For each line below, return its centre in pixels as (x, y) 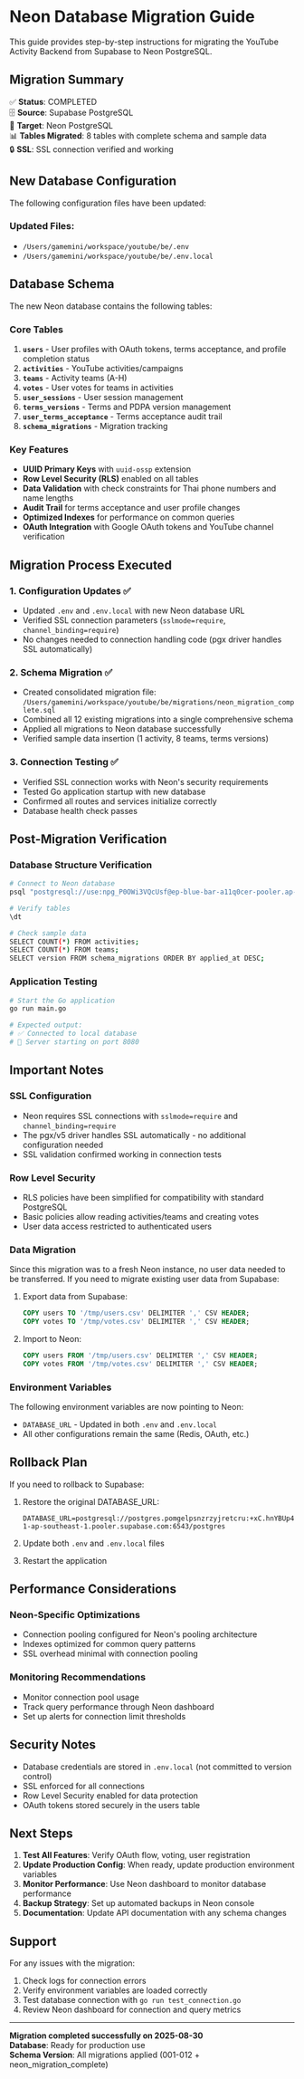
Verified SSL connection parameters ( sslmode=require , (124, 620)
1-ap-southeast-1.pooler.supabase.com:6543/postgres (124, 1526)
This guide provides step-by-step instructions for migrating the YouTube (144, 42)
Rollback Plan (48, 1463)
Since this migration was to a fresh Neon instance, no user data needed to (147, 1269)
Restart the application (65, 1560)
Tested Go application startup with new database (114, 791)
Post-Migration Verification (88, 839)
